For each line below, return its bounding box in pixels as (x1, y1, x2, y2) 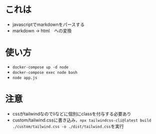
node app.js (12, 75, 37, 80)
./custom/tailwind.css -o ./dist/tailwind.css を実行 (12, 123, 124, 129)
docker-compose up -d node (12, 65, 69, 70)
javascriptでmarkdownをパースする (12, 21, 85, 27)
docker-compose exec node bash (12, 70, 78, 75)
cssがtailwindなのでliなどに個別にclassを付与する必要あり (12, 111, 132, 117)
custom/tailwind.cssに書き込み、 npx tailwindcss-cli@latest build (12, 117, 152, 123)
